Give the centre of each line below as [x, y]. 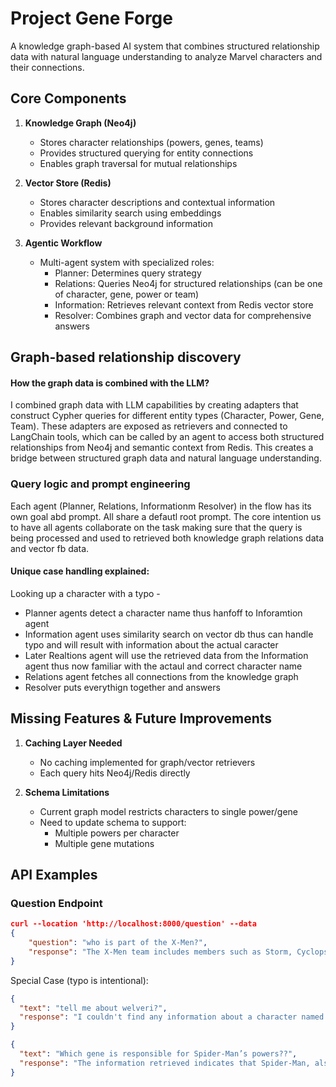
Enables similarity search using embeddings [130, 213]
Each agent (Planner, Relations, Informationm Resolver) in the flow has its [161, 506]
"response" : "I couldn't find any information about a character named [172, 1017]
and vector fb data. [50, 548]
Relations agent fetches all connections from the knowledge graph [161, 676]
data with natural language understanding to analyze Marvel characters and [166, 56]
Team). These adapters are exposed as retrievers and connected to [149, 426]
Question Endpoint [56, 903]
